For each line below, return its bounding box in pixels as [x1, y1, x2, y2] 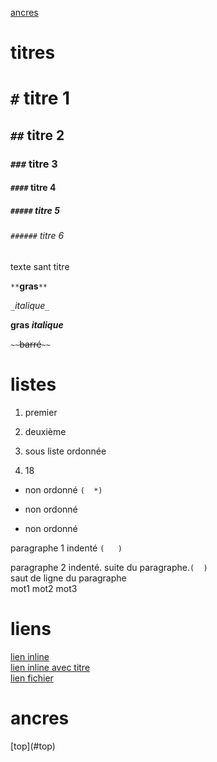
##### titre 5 [10, 204, 60, 216]
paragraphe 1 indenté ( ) [10, 542, 123, 554]
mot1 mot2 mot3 [10, 582, 78, 594]
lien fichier [10, 672, 54, 684]
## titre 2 [10, 127, 65, 144]
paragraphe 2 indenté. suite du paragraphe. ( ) [10, 561, 208, 573]
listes [10, 373, 57, 396]
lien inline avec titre [10, 661, 91, 673]
